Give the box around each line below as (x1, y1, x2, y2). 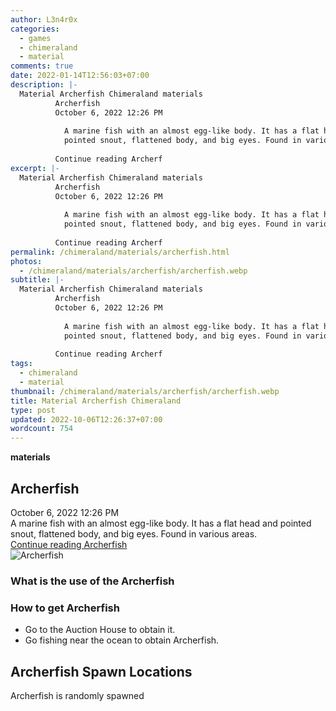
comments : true (10, 61, 74, 71)
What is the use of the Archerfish (10, 574, 175, 588)
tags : (10, 359, 33, 369)
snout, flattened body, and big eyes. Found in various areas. (10, 527, 258, 540)
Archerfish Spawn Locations (10, 663, 193, 680)
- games (19, 33, 52, 43)
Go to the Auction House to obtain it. (24, 624, 176, 636)
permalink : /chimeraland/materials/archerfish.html (10, 247, 230, 257)
